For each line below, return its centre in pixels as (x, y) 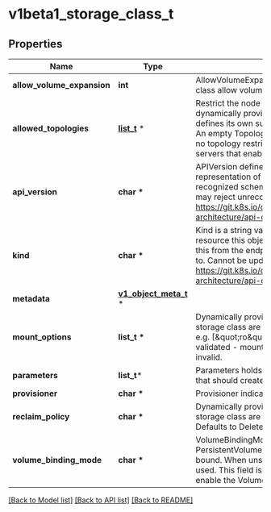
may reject (216, 197)
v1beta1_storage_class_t (91, 14)
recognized (217, 187)
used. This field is (229, 470)
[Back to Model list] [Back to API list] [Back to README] (101, 500)
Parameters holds (229, 370)
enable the (216, 480)
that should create (230, 380)
